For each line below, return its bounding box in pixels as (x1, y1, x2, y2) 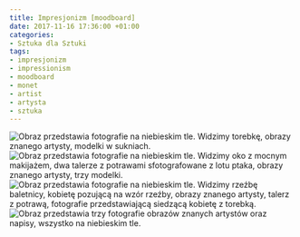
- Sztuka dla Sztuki (9, 38, 88, 48)
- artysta (9, 97, 47, 107)
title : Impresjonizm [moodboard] (9, 13, 136, 23)
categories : (9, 30, 54, 39)
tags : (9, 47, 30, 56)
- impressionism (9, 64, 71, 74)
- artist (9, 89, 43, 98)
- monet (9, 81, 39, 90)
